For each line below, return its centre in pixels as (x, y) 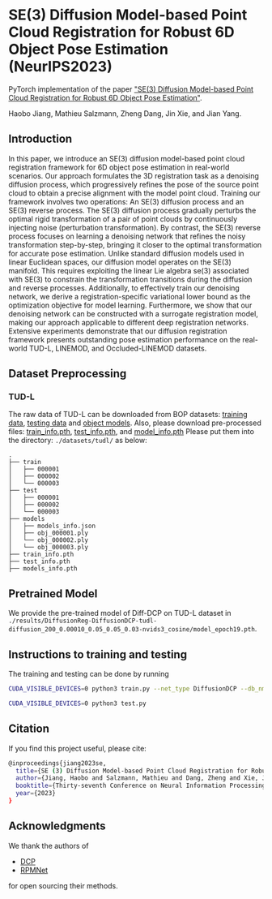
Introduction (40, 139)
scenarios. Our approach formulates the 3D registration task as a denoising (134, 175)
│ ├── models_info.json (52, 526)
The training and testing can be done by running (89, 674)
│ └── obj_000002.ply (49, 540)
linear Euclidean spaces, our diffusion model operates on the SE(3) (120, 262)
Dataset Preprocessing (68, 374)
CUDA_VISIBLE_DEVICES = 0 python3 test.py (78, 703)
